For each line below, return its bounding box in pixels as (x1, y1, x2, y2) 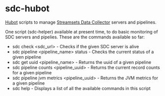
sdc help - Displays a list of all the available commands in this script (12, 85, 151, 91)
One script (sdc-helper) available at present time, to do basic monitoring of (5, 29, 158, 34)
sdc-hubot (5, 3, 50, 14)
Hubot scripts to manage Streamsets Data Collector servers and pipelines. (5, 19, 157, 25)
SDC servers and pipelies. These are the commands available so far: (5, 34, 145, 40)
